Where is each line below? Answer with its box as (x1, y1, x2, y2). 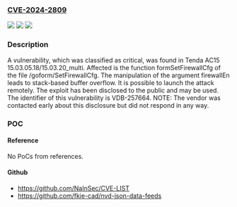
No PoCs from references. (7, 152, 83, 160)
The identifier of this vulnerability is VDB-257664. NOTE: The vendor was (7, 94, 221, 102)
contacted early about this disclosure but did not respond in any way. (7, 101, 209, 109)
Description (7, 40, 49, 50)
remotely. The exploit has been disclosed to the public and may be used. (7, 86, 219, 94)
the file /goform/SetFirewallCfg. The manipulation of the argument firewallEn (7, 71, 230, 79)
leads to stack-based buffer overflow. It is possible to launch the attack (7, 78, 214, 86)
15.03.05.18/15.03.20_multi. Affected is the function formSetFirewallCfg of (7, 63, 221, 72)
